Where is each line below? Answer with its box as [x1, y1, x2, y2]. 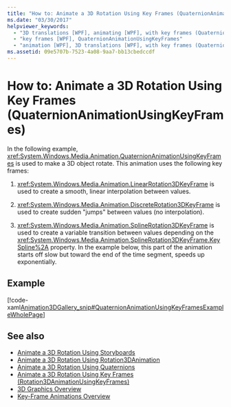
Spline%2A [16, 243, 49, 251]
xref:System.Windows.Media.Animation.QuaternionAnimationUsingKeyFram [7, 152, 221, 160]
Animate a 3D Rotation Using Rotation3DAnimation [16, 355, 160, 364]
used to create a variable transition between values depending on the [16, 228, 214, 236]
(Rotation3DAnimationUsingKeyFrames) [16, 377, 130, 386]
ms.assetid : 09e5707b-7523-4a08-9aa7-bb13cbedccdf [7, 49, 155, 56]
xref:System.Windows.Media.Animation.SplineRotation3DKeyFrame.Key [16, 235, 221, 244]
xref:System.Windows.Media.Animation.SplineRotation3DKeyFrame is [16, 221, 214, 229]
